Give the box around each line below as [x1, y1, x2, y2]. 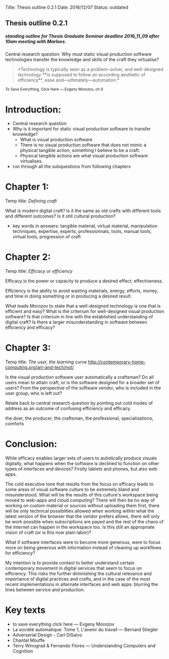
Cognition [12, 648, 33, 654]
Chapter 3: [5, 342, 51, 354]
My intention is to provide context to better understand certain [5, 560, 135, 566]
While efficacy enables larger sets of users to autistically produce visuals [5, 455, 157, 461]
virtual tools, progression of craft [12, 234, 81, 240]
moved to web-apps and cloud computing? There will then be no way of [5, 497, 155, 503]
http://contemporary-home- [88, 359, 146, 365]
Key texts [5, 604, 46, 616]
